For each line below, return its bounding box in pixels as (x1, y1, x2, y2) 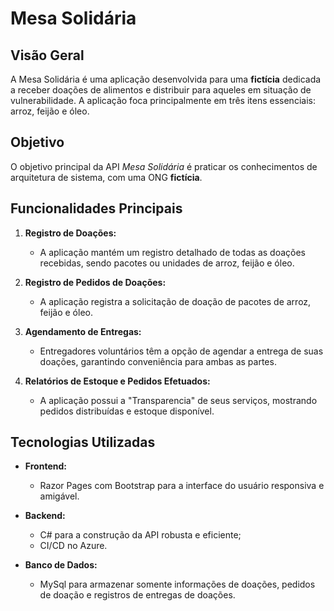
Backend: (24, 510, 66, 522)
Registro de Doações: (24, 227, 117, 239)
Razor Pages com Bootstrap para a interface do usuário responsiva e (39, 480, 325, 492)
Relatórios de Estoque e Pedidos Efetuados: (24, 375, 211, 387)
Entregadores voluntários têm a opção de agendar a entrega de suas (39, 345, 324, 357)
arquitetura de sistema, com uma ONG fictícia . (10, 171, 203, 183)
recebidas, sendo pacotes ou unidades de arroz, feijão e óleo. (39, 257, 295, 269)
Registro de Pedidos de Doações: (24, 276, 167, 288)
